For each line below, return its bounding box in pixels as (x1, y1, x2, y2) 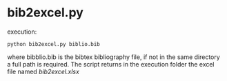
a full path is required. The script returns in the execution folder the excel (7, 60, 215, 68)
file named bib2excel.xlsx (7, 67, 79, 76)
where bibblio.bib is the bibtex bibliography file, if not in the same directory (7, 53, 221, 61)
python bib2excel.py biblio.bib (7, 40, 100, 47)
